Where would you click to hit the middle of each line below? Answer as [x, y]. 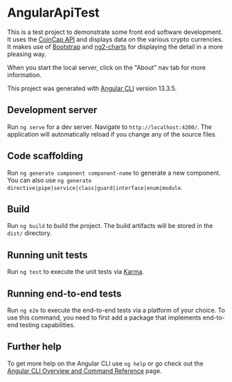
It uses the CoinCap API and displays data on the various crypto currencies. [115, 39]
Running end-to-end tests [64, 294]
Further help [35, 347]
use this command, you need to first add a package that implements [104, 318]
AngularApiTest [53, 13]
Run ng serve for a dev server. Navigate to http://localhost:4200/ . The [110, 127]
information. [25, 75]
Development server [52, 110]
